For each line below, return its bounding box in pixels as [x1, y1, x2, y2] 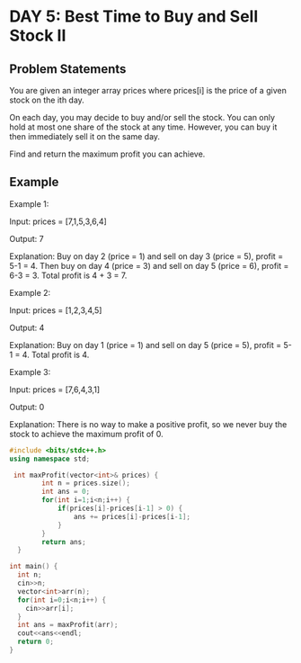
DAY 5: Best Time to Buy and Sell [9, 6, 259, 27]
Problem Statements [9, 61, 127, 76]
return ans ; [41, 537, 87, 546]
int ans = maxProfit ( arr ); [17, 621, 119, 630]
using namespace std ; [9, 454, 91, 463]
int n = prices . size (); [41, 479, 130, 488]
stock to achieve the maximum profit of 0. [9, 428, 164, 439]
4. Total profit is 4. [22, 349, 90, 360]
